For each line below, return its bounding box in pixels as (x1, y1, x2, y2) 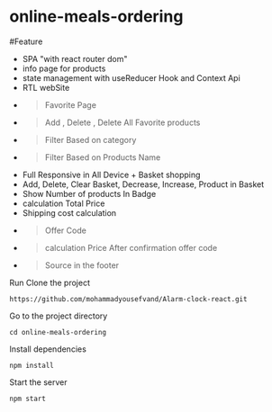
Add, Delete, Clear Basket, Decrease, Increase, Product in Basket (22, 178, 265, 190)
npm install (9, 361, 54, 370)
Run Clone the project (9, 277, 90, 288)
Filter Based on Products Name (44, 151, 161, 163)
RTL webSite (22, 82, 70, 93)
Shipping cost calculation (22, 207, 117, 218)
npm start (9, 394, 47, 403)
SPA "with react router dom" (22, 53, 128, 64)
